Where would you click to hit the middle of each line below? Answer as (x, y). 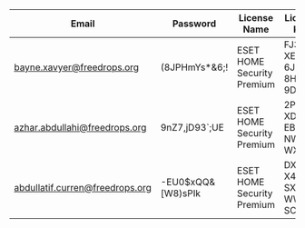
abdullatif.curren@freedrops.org (83, 188)
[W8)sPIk (181, 193)
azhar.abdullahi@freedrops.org (80, 128)
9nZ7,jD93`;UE (192, 128)
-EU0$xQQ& (188, 182)
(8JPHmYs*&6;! (194, 67)
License (256, 18)
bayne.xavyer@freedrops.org (76, 67)
